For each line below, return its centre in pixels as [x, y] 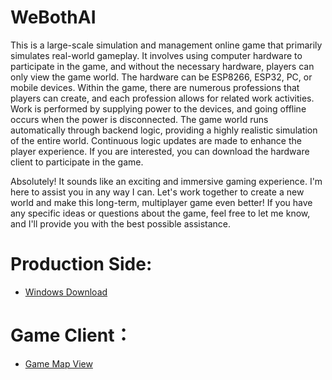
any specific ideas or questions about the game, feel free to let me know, [160, 213]
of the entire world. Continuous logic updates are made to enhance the [156, 140]
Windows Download [66, 292]
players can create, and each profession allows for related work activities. [162, 98]
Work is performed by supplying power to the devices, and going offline [158, 108]
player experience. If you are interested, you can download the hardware [160, 151]
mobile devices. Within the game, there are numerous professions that [155, 87]
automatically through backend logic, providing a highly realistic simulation [164, 130]
